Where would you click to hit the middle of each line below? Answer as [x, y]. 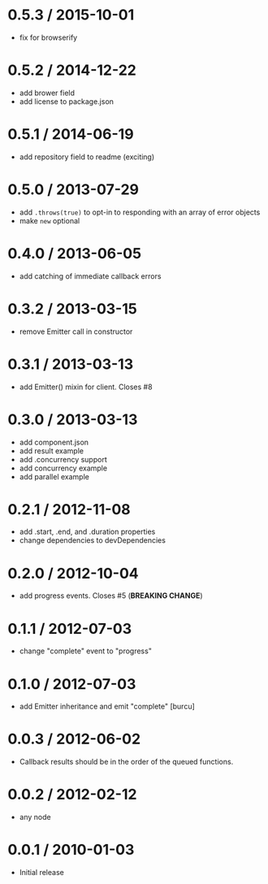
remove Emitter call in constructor [76, 331]
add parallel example [54, 476]
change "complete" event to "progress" [85, 651]
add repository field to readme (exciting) [87, 157]
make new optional [50, 220]
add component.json [54, 442]
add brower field [47, 93]
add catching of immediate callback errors [90, 276]
